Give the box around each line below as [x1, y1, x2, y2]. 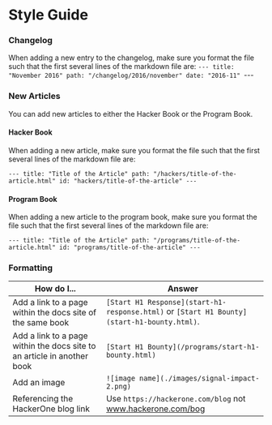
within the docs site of [12, 307, 97, 318]
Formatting [8, 262, 53, 273]
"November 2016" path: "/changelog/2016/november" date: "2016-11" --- [8, 71, 254, 80]
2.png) [106, 382, 132, 391]
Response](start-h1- [147, 298, 227, 307]
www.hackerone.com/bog [106, 403, 206, 414]
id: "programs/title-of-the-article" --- [59, 243, 201, 252]
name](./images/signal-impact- [138, 374, 260, 383]
